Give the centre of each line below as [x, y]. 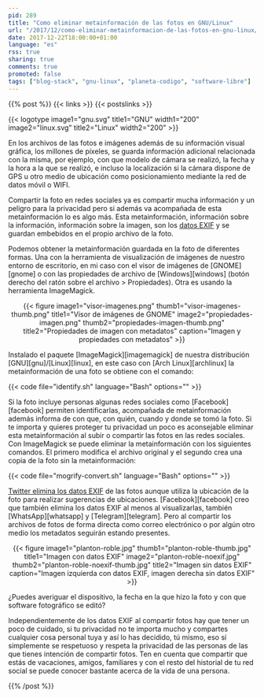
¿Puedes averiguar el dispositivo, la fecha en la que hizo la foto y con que [127, 596]
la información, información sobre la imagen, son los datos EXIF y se [119, 225]
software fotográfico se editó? [57, 605]
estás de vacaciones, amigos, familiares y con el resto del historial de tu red [131, 662]
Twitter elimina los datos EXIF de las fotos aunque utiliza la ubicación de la [128, 491]
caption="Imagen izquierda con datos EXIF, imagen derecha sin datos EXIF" [132, 573]
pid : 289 [22, 15]
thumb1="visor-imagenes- [198, 306]
